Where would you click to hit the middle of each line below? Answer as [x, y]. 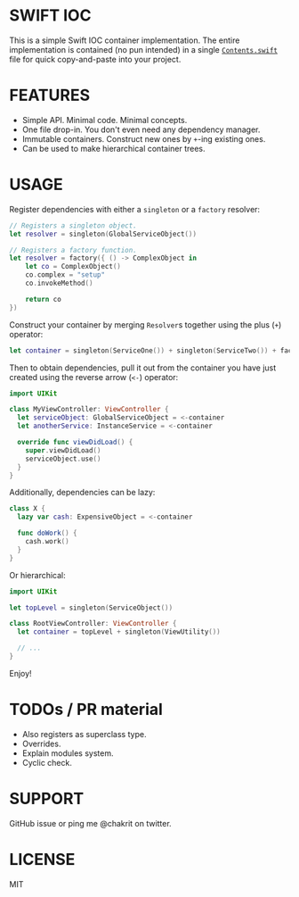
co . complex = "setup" [65, 275]
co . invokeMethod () [59, 283]
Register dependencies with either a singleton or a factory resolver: [135, 209]
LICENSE [42, 860]
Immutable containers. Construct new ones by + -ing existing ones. [144, 138]
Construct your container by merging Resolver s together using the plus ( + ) [145, 324]
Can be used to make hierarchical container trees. [114, 148]
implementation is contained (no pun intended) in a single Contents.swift [144, 49]
